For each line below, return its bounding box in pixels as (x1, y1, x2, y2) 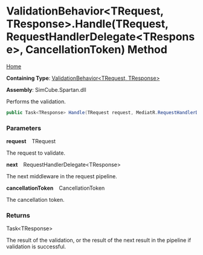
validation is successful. (6, 243, 66, 250)
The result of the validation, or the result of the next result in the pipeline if (6, 237, 192, 244)
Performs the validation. (6, 98, 66, 105)
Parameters (6, 124, 41, 132)
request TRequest (6, 138, 56, 145)
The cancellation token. (6, 196, 65, 204)
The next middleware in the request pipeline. (6, 173, 118, 180)
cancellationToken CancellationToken (6, 184, 105, 192)
